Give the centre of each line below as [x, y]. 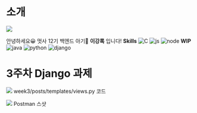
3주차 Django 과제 [49, 73]
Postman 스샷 [30, 103]
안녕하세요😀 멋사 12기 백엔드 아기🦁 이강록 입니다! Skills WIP [99, 41]
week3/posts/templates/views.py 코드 [60, 91]
